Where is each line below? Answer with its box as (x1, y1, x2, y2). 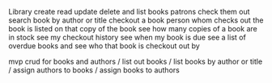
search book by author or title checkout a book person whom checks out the (8, 15, 264, 25)
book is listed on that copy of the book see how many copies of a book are (8, 24, 257, 33)
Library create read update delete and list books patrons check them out (8, 7, 250, 16)
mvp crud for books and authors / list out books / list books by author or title (8, 56, 263, 66)
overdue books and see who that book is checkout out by (8, 41, 200, 51)
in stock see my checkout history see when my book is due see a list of (8, 32, 247, 42)
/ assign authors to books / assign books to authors (8, 65, 180, 75)
